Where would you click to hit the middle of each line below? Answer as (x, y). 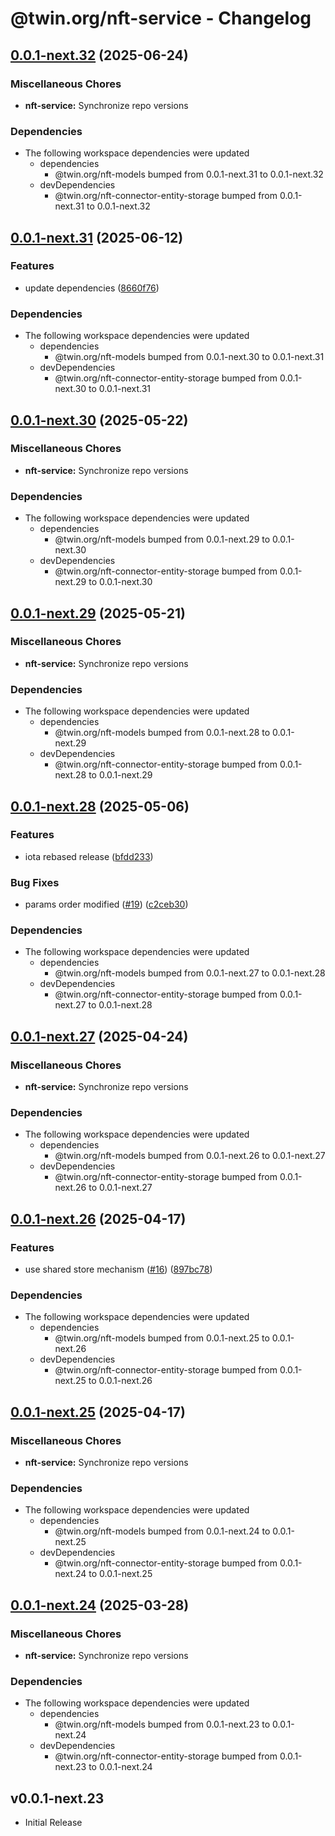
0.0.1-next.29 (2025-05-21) (98, 613)
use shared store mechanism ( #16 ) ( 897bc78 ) (118, 1269)
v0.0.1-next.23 (57, 1798)
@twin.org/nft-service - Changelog (161, 18)
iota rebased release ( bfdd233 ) (89, 856)
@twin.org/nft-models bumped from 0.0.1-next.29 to (162, 539)
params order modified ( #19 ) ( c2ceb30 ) (106, 904)
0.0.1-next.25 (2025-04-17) (98, 1412)
